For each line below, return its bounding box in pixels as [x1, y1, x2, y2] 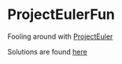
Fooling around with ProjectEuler [7, 32, 113, 41]
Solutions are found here [7, 47, 87, 56]
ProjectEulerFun [7, 6, 115, 24]
